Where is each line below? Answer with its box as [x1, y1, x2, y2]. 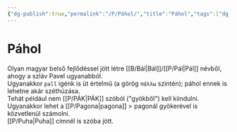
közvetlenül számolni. [7, 109, 71, 117]
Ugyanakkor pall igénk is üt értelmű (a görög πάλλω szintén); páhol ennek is [7, 79, 228, 88]
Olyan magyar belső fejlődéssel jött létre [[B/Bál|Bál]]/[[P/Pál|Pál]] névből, [7, 64, 222, 73]
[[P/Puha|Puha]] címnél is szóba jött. [7, 116, 114, 125]
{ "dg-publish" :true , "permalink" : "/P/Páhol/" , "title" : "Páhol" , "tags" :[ [7, 10, 219, 18]
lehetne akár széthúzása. [7, 86, 80, 95]
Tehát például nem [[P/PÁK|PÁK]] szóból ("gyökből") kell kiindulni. [7, 94, 200, 102]
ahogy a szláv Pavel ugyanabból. [7, 71, 104, 80]
